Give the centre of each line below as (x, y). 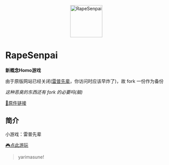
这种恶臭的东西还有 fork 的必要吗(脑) (44, 92)
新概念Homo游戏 (23, 70)
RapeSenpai (32, 55)
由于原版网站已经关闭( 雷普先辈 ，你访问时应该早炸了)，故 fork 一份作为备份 (85, 81)
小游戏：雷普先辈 (23, 134)
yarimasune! (31, 157)
